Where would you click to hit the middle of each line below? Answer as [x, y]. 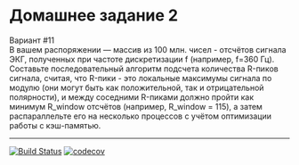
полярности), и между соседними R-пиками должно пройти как [132, 97]
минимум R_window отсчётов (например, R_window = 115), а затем [136, 106]
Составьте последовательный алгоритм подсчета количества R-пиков [144, 69]
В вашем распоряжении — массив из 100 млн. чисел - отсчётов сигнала [148, 49]
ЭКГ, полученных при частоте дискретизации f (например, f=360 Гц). [142, 59]
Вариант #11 [32, 40]
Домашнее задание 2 [94, 16]
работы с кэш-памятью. [55, 125]
